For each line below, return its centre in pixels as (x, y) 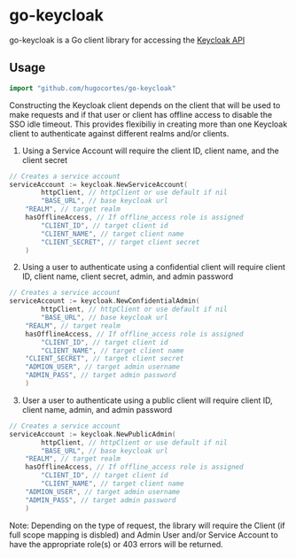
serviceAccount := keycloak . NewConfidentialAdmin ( (105, 301)
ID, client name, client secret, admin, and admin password (128, 276)
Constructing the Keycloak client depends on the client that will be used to (145, 105)
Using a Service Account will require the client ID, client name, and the (150, 151)
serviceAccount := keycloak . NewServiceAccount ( (99, 184)
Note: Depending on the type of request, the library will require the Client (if (147, 525)
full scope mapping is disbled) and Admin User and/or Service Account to (144, 535)
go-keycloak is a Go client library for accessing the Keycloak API (127, 40)
